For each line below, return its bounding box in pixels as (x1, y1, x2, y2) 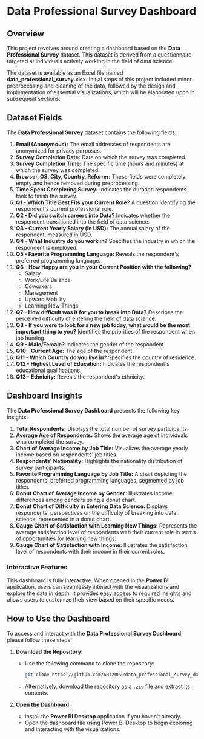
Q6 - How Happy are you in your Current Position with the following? (15, 263, 191, 270)
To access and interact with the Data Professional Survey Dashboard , (7, 630, 183, 637)
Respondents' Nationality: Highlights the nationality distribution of (15, 457, 183, 464)
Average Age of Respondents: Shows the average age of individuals (15, 431, 188, 439)
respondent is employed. (15, 244, 78, 251)
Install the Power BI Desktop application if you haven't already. (24, 712, 182, 720)
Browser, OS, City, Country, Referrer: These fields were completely (15, 173, 186, 180)
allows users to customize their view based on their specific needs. (7, 596, 175, 603)
